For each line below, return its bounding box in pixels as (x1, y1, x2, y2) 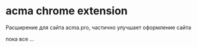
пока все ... (5, 35, 35, 42)
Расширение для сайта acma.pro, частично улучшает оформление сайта (5, 24, 192, 31)
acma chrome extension (5, 4, 128, 18)
